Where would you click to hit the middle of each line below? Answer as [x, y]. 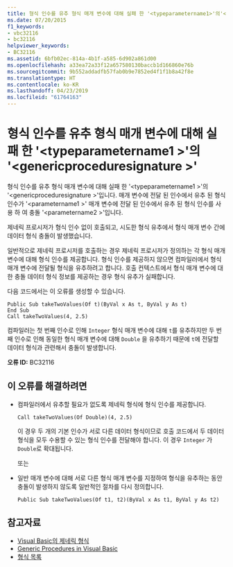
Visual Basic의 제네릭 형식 [53, 541]
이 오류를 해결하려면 [47, 386]
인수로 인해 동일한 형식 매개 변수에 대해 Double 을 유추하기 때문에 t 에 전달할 [116, 339]
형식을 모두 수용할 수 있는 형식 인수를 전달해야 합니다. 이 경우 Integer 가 [115, 439]
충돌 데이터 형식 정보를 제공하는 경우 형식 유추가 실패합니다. [95, 276]
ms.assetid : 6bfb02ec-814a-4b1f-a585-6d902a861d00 [82, 59]
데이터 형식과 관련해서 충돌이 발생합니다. [62, 347]
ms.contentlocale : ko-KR [43, 85]
